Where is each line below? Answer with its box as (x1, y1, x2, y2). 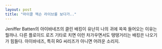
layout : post (5, 7, 32, 12)
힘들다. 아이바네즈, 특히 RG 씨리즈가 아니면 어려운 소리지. (10, 38, 120, 44)
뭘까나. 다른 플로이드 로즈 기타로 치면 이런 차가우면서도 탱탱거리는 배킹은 (5, 32, 144, 38)
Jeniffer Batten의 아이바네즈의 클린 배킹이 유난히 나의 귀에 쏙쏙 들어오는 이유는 (5, 25, 158, 32)
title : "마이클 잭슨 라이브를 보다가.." (5, 12, 77, 17)
